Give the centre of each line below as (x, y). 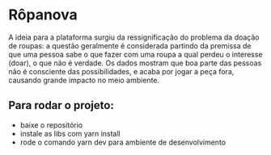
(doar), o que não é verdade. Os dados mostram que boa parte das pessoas (135, 63)
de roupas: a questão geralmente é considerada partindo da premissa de (130, 45)
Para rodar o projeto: (61, 105)
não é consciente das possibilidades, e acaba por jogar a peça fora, (121, 71)
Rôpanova (43, 15)
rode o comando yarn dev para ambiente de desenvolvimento (123, 142)
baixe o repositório (51, 125)
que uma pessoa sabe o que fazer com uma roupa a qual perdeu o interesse (135, 54)
